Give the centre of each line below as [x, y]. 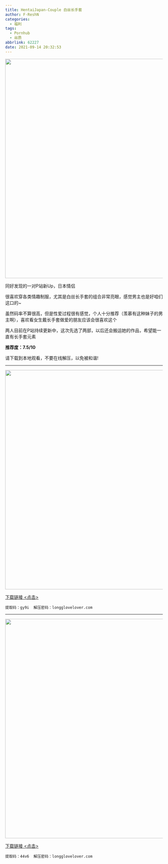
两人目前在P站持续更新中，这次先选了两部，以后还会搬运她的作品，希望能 [81, 330]
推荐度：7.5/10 [20, 347]
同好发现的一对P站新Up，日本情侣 [40, 286]
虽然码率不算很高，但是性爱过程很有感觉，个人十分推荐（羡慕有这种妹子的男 [84, 313]
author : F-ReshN [22, 15]
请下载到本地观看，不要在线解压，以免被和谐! [52, 358]
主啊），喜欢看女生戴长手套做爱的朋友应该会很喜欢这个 [61, 319]
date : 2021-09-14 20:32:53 [33, 47]
